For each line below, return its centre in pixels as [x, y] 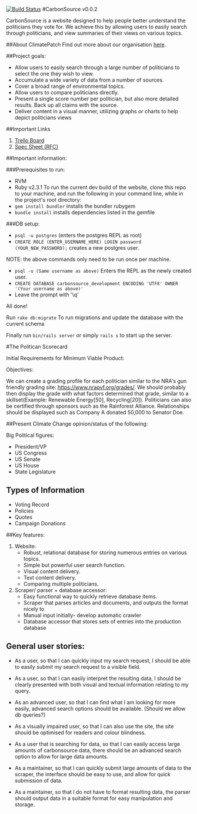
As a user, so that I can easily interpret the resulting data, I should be [98, 678]
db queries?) [30, 715]
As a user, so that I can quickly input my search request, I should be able [103, 661]
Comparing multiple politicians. [61, 584]
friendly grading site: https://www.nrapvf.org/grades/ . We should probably [96, 387]
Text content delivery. [50, 577]
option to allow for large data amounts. [61, 756]
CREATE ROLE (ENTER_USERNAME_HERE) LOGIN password [78, 242]
